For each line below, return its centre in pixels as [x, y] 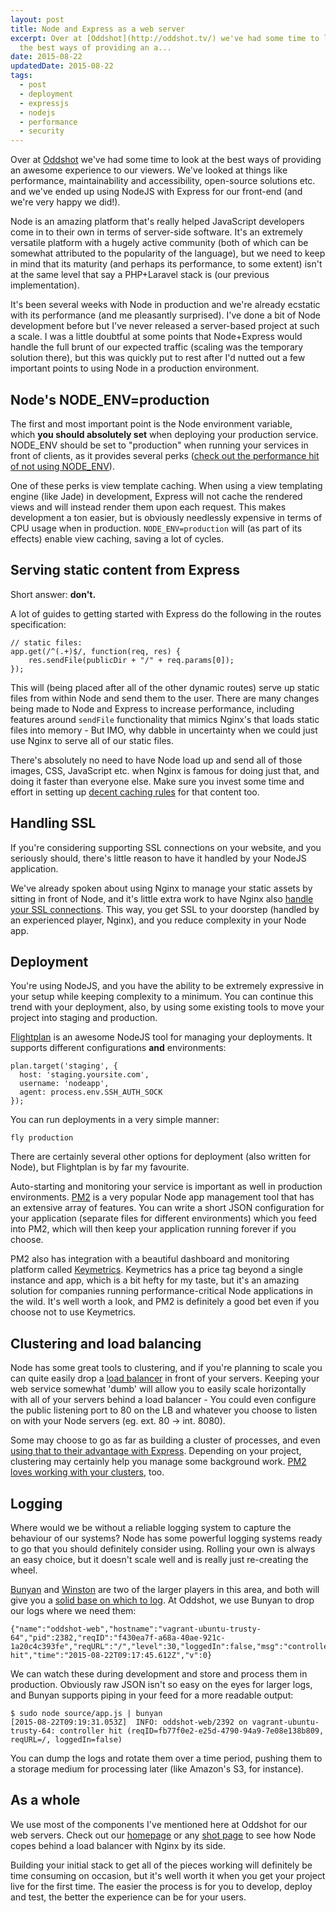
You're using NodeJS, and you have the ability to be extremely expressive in [167, 986]
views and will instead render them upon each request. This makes [148, 507]
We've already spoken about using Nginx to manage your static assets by [161, 888]
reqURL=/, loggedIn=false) [66, 1740]
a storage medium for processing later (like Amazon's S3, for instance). [157, 1769]
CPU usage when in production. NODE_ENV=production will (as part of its [156, 528]
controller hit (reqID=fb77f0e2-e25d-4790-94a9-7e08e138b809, [192, 1731]
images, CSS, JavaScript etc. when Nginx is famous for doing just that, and [165, 770]
